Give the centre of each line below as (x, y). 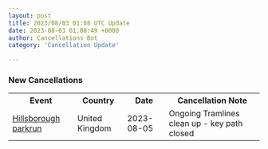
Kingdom (94, 128)
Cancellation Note (212, 100)
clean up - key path (206, 124)
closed (181, 134)
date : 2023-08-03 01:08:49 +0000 (64, 30)
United (90, 119)
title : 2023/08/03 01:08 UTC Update (69, 23)
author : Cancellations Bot (53, 38)
